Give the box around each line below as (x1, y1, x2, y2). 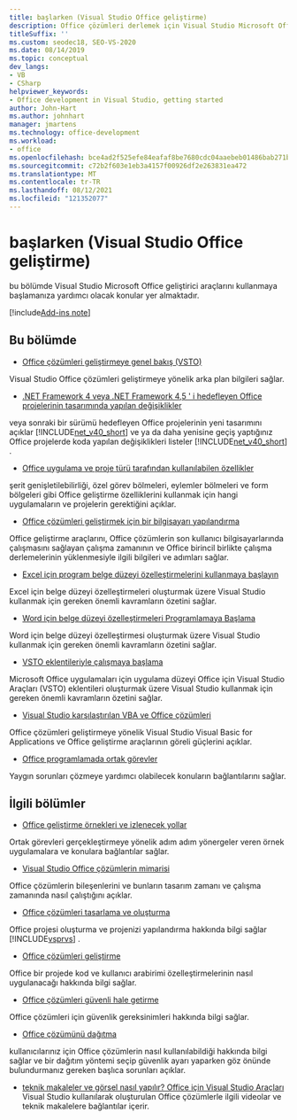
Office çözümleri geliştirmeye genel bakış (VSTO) (21, 356, 202, 367)
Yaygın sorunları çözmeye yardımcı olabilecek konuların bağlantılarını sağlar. (9, 770, 286, 781)
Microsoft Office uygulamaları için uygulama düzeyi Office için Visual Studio (9, 673, 286, 684)
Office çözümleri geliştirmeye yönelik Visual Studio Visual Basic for (9, 727, 253, 737)
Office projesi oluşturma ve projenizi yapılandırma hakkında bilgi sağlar (9, 924, 267, 935)
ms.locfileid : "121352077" (9, 194, 109, 204)
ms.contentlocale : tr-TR (9, 178, 101, 187)
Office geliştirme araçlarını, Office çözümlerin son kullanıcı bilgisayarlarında (9, 533, 285, 543)
